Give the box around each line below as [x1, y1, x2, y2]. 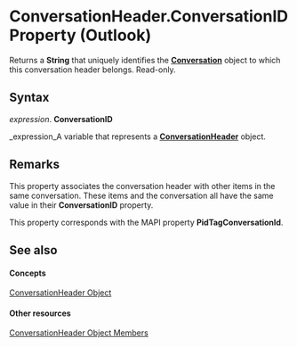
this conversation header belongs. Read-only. [9, 64, 176, 75]
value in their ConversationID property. [9, 199, 154, 211]
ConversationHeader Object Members [9, 327, 148, 338]
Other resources [9, 308, 71, 318]
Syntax [9, 90, 50, 105]
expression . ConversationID [9, 113, 113, 124]
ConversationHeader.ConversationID [9, 6, 289, 27]
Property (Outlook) [9, 25, 152, 45]
